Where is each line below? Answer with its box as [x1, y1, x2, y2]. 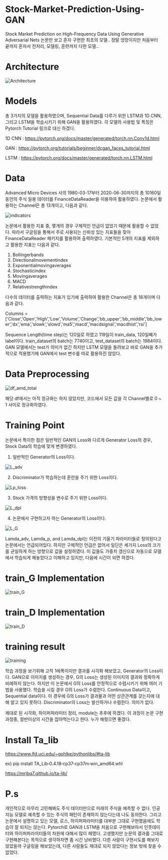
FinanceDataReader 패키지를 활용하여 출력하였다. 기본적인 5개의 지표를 [5, 235, 146, 241]
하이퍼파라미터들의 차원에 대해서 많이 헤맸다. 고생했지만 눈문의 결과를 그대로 [14, 830, 163, 836]
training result [5, 641, 65, 652]
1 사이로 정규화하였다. [5, 402, 48, 408]
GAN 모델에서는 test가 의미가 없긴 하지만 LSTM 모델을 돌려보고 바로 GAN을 [5, 344, 154, 350]
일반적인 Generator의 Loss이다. [12, 454, 76, 460]
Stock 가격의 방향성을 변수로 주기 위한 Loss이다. [12, 495, 108, 501]
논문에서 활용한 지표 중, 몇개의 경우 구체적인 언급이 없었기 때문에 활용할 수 [5, 222, 149, 228]
